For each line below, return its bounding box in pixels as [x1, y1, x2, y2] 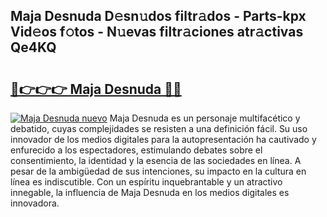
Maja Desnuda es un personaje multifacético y [109, 112, 301, 124]
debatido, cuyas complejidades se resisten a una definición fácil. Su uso [10, 123, 308, 134]
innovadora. [10, 197, 60, 209]
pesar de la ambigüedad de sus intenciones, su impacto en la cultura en [10, 165, 307, 177]
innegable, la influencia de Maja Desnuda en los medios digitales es [10, 187, 290, 198]
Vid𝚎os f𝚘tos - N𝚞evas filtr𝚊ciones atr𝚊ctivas [10, 24, 304, 41]
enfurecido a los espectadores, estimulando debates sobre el [10, 144, 263, 156]
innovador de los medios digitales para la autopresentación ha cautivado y [10, 134, 317, 145]
